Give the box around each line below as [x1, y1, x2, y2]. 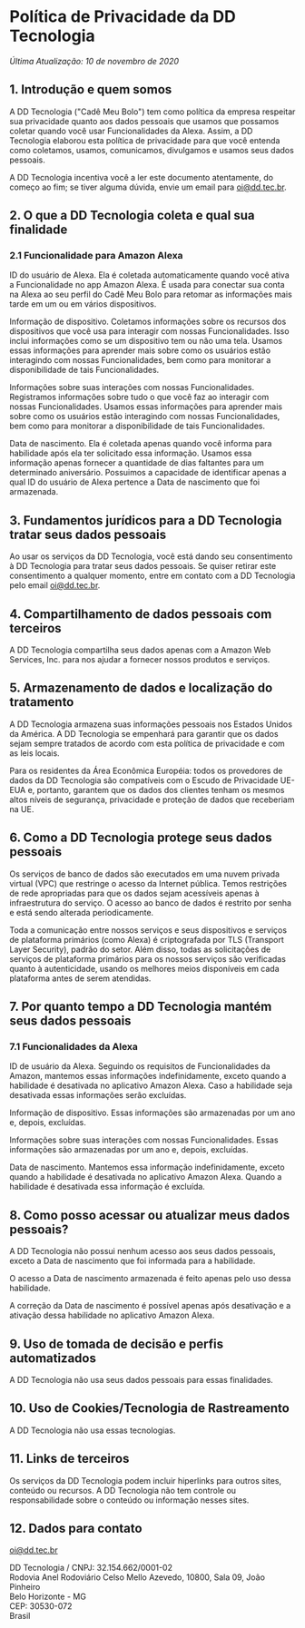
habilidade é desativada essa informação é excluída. [9, 1182, 206, 1192]
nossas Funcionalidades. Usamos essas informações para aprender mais [9, 401, 283, 412]
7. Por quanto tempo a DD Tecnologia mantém [9, 999, 272, 1015]
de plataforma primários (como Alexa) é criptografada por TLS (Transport [9, 934, 284, 945]
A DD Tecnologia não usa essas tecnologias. [9, 1425, 176, 1436]
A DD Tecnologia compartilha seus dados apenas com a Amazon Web [9, 644, 271, 655]
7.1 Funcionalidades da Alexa [9, 1041, 139, 1053]
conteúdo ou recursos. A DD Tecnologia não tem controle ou [9, 1485, 237, 1496]
